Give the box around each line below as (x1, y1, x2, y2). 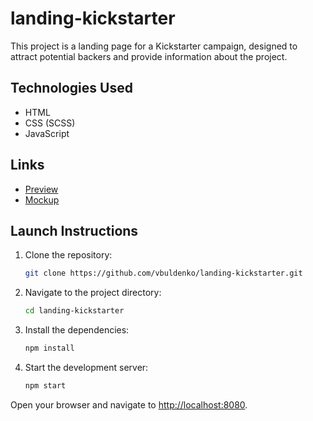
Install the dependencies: (24, 324, 130, 336)
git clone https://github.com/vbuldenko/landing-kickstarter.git (24, 268, 303, 279)
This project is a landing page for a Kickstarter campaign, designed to (10, 40, 298, 52)
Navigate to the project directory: (24, 287, 162, 299)
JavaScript (24, 127, 70, 139)
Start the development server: (24, 362, 149, 373)
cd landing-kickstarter (24, 306, 125, 316)
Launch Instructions (10, 222, 139, 239)
